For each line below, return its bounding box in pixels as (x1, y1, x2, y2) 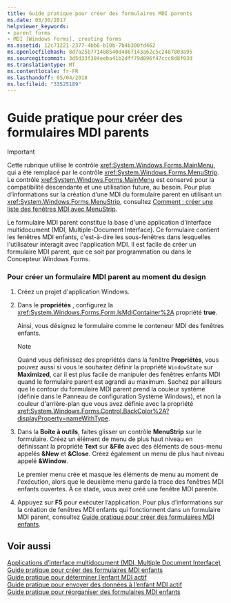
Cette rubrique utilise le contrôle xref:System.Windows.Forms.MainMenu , (7, 161, 216, 170)
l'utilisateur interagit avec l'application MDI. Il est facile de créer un (7, 241, 197, 249)
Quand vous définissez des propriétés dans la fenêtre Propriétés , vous (17, 356, 219, 364)
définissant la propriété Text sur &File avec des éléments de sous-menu (17, 442, 223, 451)
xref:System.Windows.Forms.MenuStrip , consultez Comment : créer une (7, 198, 214, 206)
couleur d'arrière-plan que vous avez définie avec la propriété (17, 400, 194, 408)
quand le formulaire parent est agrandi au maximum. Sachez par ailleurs (17, 378, 222, 386)
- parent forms (7, 29, 51, 37)
